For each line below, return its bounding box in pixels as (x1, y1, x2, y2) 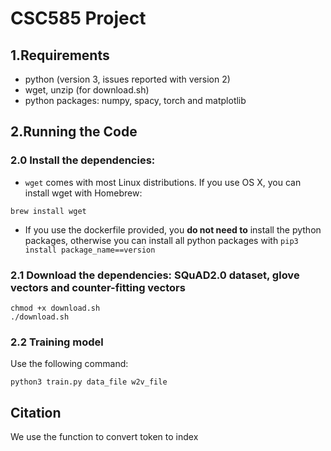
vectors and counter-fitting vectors (10, 280, 186, 294)
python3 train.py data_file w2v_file (10, 377, 168, 387)
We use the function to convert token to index (10, 431, 199, 443)
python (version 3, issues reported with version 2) (24, 73, 231, 85)
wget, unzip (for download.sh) (24, 84, 150, 96)
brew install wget (10, 206, 87, 216)
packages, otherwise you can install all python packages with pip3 (24, 234, 299, 246)
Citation (10, 404, 62, 421)
